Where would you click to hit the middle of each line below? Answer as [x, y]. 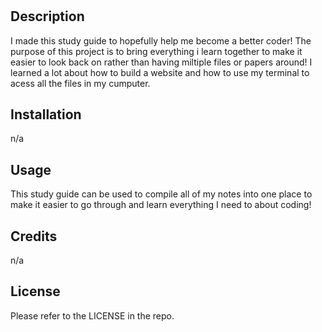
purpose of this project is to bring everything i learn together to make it [156, 51]
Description [47, 16]
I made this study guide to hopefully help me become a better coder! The [161, 40]
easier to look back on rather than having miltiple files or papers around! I [161, 62]
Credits [34, 236]
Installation [46, 114]
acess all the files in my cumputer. [80, 83]
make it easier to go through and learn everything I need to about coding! [161, 205]
